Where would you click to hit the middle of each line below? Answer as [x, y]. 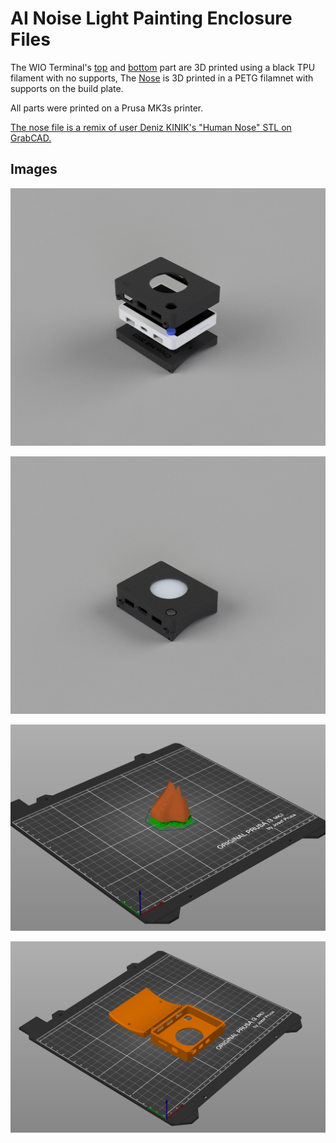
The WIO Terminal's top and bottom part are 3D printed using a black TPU [163, 67]
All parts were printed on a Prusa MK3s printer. [107, 108]
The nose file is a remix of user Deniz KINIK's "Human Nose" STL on [151, 127]
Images [34, 169]
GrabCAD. [31, 138]
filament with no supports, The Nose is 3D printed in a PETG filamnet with [162, 78]
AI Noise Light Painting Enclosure [151, 18]
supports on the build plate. [67, 88]
